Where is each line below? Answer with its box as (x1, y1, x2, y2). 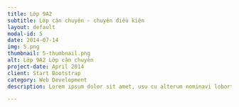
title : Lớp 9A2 (7, 10, 53, 18)
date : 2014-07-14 (7, 37, 59, 44)
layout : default (7, 23, 55, 30)
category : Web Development (7, 76, 87, 84)
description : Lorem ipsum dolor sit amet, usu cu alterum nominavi (7, 83, 212, 90)
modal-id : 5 (7, 30, 43, 38)
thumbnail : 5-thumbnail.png (7, 50, 91, 57)
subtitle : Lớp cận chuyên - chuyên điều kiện (7, 17, 144, 24)
